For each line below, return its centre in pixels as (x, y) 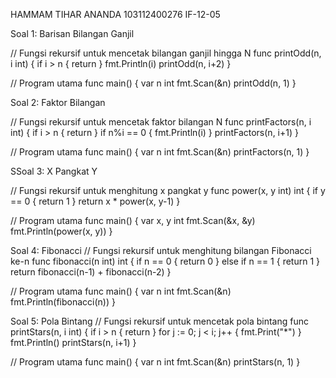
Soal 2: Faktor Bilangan (58, 102)
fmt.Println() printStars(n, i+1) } (73, 342)
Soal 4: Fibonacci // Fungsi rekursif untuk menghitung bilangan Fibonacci (161, 250)
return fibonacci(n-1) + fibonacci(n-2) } (91, 272)
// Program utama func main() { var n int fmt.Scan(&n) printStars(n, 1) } (155, 362)
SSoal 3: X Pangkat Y (54, 171)
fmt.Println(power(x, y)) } (61, 231)
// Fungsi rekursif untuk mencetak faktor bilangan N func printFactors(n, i (161, 122)
